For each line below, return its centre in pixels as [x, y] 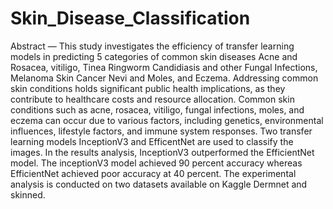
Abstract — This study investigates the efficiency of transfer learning [152, 46]
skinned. [28, 194]
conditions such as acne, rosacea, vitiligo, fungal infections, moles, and [157, 109]
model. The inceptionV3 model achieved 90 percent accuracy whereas [156, 163]
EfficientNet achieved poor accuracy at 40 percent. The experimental [153, 173]
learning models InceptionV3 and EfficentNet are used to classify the [152, 141]
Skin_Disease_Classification [130, 18]
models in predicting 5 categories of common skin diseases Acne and [154, 56]
